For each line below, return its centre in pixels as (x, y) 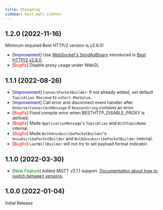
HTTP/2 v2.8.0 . (27, 60)
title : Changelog (23, 9)
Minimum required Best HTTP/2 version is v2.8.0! (54, 45)
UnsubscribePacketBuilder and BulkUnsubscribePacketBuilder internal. (82, 139)
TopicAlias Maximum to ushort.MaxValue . (52, 97)
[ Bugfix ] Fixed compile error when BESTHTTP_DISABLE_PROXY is (78, 113)
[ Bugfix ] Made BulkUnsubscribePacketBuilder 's (59, 134)
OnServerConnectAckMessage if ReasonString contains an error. (73, 108)
